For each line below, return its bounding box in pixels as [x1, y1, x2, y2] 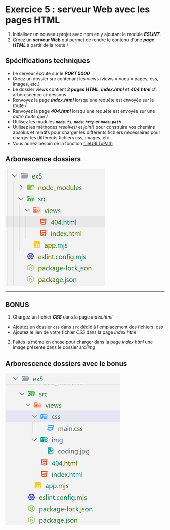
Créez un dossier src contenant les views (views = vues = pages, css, [12, 75, 158, 82]
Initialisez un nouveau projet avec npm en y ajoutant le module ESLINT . [12, 31, 161, 37]
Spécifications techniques [5, 57, 90, 65]
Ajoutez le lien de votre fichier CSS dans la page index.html [12, 329, 137, 335]
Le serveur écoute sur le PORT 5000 [12, 70, 90, 76]
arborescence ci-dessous [12, 91, 67, 97]
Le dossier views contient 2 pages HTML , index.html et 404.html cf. [12, 86, 157, 92]
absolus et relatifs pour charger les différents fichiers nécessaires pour [12, 129, 161, 135]
